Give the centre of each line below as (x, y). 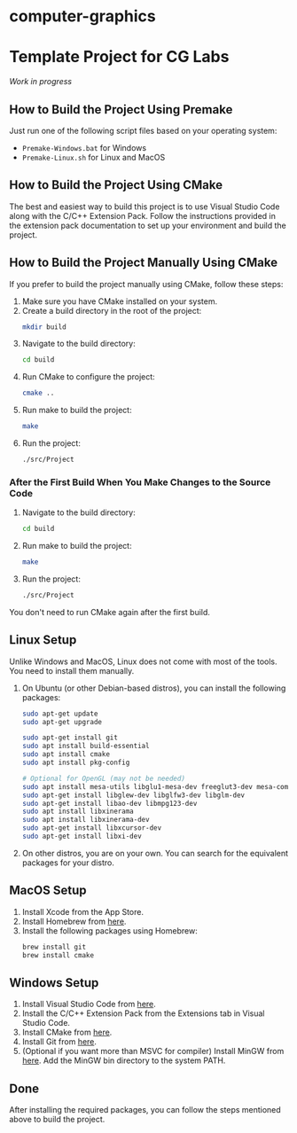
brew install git (54, 947)
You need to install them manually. (72, 670)
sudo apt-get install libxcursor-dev (92, 828)
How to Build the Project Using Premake (121, 109)
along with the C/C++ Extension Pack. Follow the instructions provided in (143, 215)
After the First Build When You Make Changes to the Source (140, 482)
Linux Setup (43, 640)
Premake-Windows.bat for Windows (84, 147)
